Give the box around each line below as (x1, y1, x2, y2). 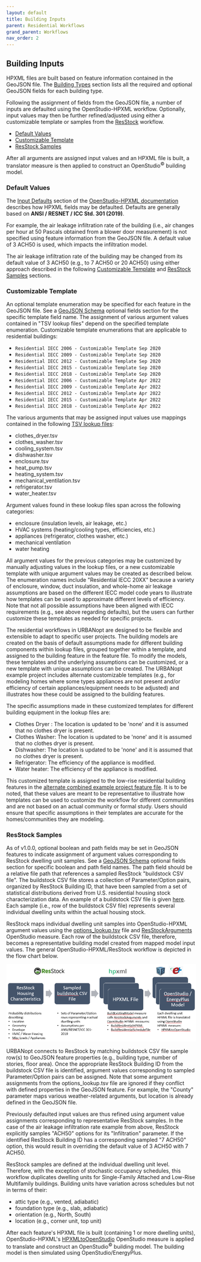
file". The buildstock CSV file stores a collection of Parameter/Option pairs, (6, 877, 191, 884)
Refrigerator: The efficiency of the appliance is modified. (14, 759, 156, 767)
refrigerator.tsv (14, 483, 52, 491)
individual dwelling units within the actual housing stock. (6, 909, 146, 916)
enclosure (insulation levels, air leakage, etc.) (14, 520, 128, 527)
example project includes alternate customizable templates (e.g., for (6, 671, 175, 679)
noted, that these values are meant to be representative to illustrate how (6, 790, 185, 797)
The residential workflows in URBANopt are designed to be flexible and (6, 626, 182, 634)
